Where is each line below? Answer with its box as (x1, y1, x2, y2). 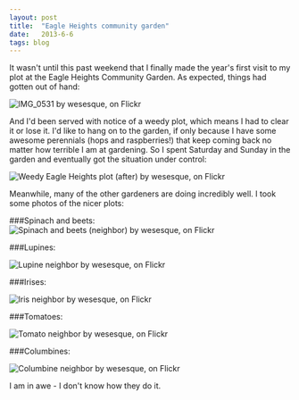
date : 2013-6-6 (9, 29, 74, 38)
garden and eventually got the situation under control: (9, 154, 207, 165)
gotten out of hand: (9, 81, 80, 92)
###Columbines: (9, 346, 71, 357)
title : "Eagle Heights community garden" (9, 21, 170, 30)
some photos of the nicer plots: (9, 198, 125, 209)
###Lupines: (9, 242, 56, 253)
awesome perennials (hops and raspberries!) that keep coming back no (9, 135, 272, 146)
